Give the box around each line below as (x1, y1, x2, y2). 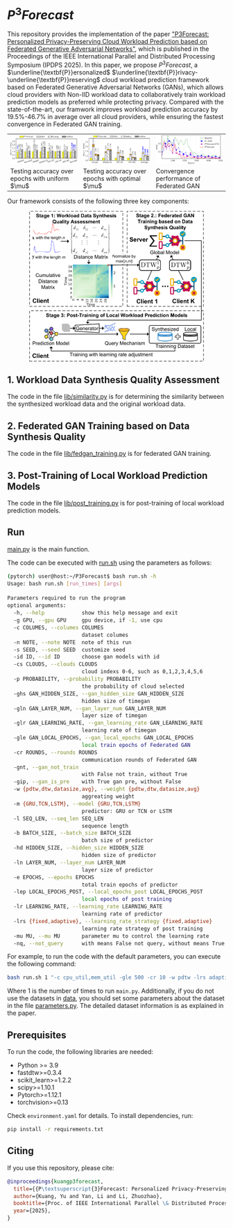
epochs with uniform (10, 174, 69, 182)
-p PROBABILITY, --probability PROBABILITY (13, 676, 141, 683)
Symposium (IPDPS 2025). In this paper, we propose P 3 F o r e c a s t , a (7, 60, 198, 69)
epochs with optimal (83, 174, 141, 182)
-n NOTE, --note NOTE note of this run (13, 638, 132, 646)
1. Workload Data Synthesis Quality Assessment (7, 374, 220, 386)
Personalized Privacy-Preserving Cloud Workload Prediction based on (7, 38, 208, 46)
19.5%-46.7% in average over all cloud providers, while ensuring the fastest (7, 112, 224, 120)
